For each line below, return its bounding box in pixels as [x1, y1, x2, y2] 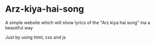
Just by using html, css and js [5, 34, 66, 40]
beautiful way [5, 24, 33, 30]
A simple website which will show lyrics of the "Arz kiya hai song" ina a [5, 20, 151, 25]
